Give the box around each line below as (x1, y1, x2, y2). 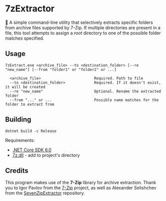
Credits (5, 166, 29, 175)
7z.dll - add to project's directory (12, 152, 80, 158)
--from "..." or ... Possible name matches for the (9, 97, 159, 102)
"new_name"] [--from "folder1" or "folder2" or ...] (5, 67, 117, 72)
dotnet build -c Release (5, 129, 57, 134)
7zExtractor (5, 3, 55, 14)
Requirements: (5, 137, 35, 143)
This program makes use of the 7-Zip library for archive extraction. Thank (5, 180, 157, 186)
